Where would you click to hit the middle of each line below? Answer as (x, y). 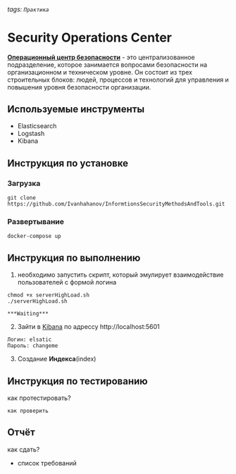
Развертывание (36, 221)
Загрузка (24, 183)
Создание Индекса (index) (57, 359)
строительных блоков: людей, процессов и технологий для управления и (118, 80)
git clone (22, 198)
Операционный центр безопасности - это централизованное (101, 57)
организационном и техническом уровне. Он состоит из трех (100, 72)
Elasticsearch (37, 126)
